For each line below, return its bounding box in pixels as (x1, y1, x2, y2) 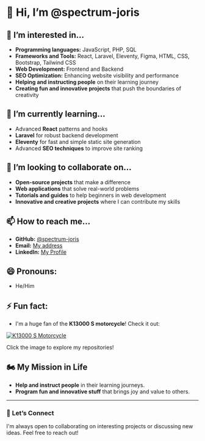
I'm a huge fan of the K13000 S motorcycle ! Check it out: (15, 320, 160, 328)
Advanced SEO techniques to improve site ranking (15, 145, 143, 152)
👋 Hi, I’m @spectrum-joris (6, 5, 140, 20)
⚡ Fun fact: (6, 301, 48, 311)
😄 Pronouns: (6, 266, 57, 276)
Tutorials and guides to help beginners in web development (15, 192, 167, 199)
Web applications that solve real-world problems (15, 185, 139, 192)
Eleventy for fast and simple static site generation (15, 138, 142, 145)
